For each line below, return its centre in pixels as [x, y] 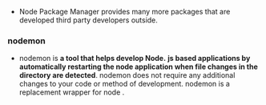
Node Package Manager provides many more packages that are [125, 12]
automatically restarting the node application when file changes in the [138, 67]
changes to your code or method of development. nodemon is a [124, 84]
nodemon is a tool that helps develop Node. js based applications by [135, 59]
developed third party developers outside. [88, 20]
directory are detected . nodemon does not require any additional [127, 75]
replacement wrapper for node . [72, 92]
